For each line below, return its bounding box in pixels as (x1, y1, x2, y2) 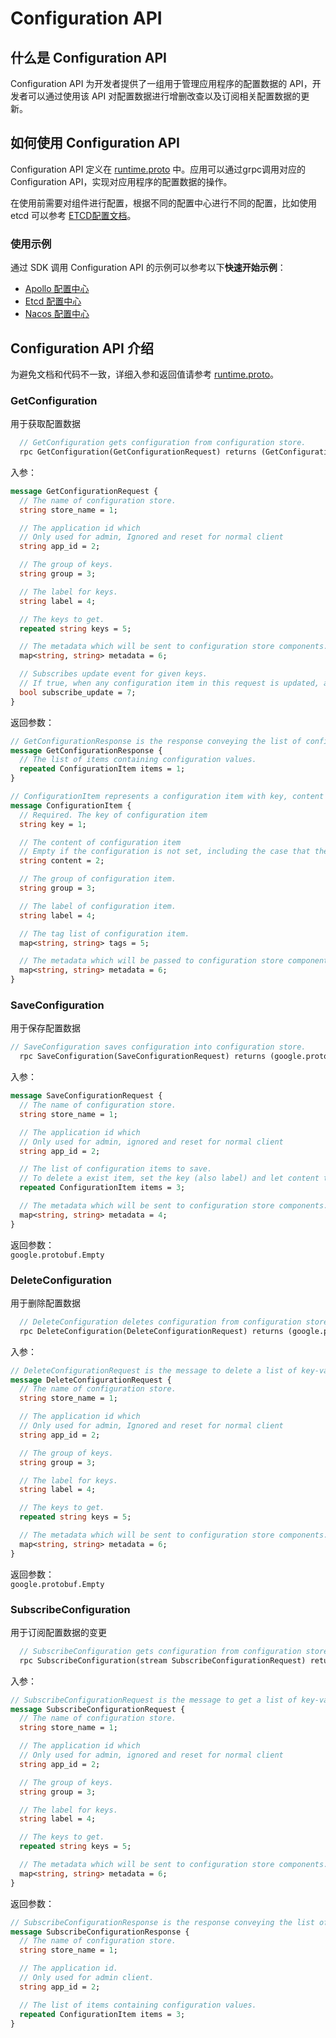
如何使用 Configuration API (10, 135, 180, 152)
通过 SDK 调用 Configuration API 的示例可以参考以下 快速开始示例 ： (10, 262, 287, 274)
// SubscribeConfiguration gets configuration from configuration (19, 1646, 302, 1656)
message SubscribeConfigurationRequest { (10, 1704, 186, 1714)
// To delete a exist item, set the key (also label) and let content (19, 1173, 320, 1184)
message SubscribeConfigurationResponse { (10, 1927, 190, 1937)
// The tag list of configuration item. (19, 928, 190, 939)
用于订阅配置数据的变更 (10, 1626, 107, 1638)
